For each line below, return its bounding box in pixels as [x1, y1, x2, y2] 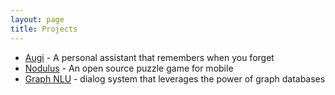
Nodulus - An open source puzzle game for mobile [24, 62, 234, 74]
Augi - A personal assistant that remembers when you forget [24, 51, 275, 63]
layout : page [10, 14, 65, 25]
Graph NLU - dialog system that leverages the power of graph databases [24, 72, 326, 85]
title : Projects [10, 24, 78, 34]
